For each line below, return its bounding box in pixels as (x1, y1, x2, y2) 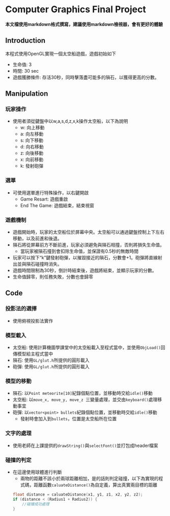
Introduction (5, 36, 46, 45)
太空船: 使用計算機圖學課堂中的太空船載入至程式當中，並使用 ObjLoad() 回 (12, 344, 165, 351)
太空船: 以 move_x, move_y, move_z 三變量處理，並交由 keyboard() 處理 (12, 396, 158, 402)
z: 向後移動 (20, 150, 44, 156)
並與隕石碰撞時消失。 (17, 261, 62, 267)
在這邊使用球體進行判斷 (12, 469, 62, 475)
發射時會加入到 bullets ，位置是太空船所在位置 (20, 416, 117, 422)
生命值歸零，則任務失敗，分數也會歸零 (12, 274, 93, 280)
